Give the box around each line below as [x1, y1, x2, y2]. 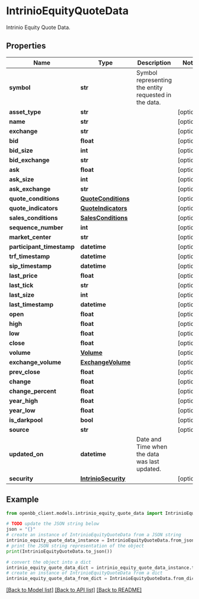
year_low [9, 406, 36, 414]
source [9, 425, 30, 434]
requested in [136, 91, 172, 99]
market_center [9, 233, 52, 241]
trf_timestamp [9, 252, 50, 260]
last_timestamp [9, 300, 54, 309]
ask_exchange [9, 185, 51, 193]
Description [137, 58, 171, 66]
